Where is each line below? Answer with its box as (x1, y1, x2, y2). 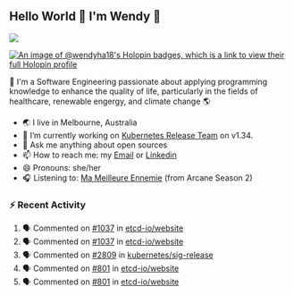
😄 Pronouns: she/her (21, 162, 101, 173)
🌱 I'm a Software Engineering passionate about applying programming (9, 76, 268, 87)
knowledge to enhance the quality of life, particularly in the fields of (9, 86, 258, 97)
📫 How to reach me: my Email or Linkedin (21, 149, 177, 160)
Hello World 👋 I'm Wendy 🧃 (9, 9, 161, 24)
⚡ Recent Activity (9, 198, 87, 211)
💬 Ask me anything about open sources (21, 139, 168, 150)
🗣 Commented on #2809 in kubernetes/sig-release (21, 249, 214, 260)
